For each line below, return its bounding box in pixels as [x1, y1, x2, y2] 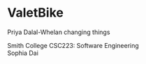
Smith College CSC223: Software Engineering [7, 41, 140, 49]
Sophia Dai [7, 49, 38, 57]
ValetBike [7, 5, 64, 21]
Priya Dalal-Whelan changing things [7, 28, 110, 36]
